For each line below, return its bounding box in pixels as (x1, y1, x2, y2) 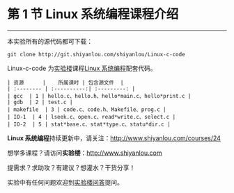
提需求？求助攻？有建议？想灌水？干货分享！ (7, 163, 136, 171)
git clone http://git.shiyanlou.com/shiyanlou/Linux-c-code (7, 51, 186, 58)
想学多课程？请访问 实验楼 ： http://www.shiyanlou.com (7, 149, 162, 157)
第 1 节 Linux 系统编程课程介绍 (7, 6, 179, 22)
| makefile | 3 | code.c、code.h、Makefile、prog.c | (7, 106, 166, 113)
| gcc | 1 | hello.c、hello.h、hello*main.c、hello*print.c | (7, 92, 192, 99)
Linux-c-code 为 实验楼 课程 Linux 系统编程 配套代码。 (7, 64, 157, 72)
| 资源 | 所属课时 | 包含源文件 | (7, 79, 124, 86)
